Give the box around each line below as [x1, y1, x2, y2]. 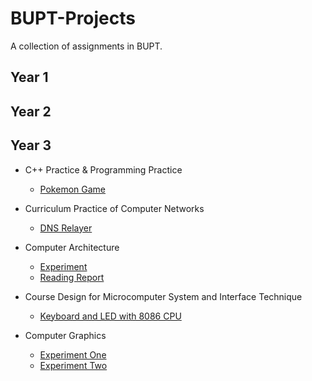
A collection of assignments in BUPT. [10, 40, 163, 52]
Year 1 [10, 69, 49, 86]
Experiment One [39, 348, 107, 361]
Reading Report [39, 271, 105, 283]
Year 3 [10, 137, 52, 154]
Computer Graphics [24, 329, 107, 341]
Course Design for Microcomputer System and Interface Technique [24, 290, 303, 302]
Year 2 [10, 103, 52, 120]
